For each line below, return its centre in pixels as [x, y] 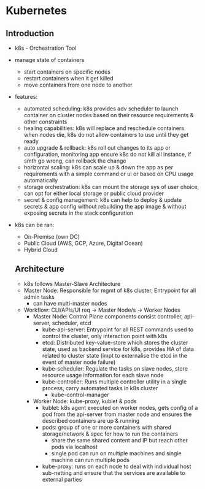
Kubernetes [37, 11]
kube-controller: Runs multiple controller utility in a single [114, 382]
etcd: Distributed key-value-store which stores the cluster [115, 342]
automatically [41, 180]
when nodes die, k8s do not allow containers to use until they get [106, 135]
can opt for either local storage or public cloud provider [94, 193]
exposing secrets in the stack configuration [79, 213]
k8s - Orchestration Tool [45, 48]
